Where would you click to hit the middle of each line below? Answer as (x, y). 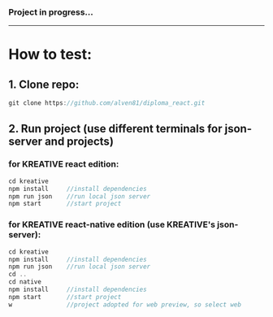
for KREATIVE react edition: (64, 164)
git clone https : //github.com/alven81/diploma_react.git (107, 103)
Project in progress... (51, 12)
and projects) (79, 141)
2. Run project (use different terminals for (115, 128)
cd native (25, 282)
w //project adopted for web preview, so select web (125, 304)
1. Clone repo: (44, 84)
